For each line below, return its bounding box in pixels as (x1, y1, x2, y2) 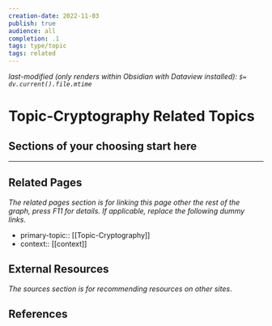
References (8, 307, 68, 321)
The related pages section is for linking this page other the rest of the (8, 197, 240, 207)
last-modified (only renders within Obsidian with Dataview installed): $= (8, 72, 247, 81)
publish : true (8, 19, 57, 28)
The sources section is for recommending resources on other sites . (8, 284, 232, 294)
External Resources (8, 262, 109, 276)
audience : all (8, 27, 57, 35)
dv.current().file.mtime (8, 80, 92, 88)
